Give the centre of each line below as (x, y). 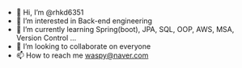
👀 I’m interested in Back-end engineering (84, 21)
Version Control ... (46, 38)
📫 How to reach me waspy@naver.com (82, 55)
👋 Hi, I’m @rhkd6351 (50, 12)
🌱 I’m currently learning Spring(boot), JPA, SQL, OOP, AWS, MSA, (125, 29)
